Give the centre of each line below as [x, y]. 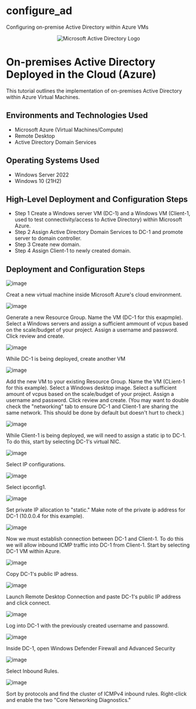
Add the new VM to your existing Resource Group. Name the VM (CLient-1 [96, 382]
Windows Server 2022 [42, 175]
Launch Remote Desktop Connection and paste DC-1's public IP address [94, 597]
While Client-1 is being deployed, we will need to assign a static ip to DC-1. [96, 436]
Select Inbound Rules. [33, 671]
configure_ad [39, 11]
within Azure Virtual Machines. [43, 97]
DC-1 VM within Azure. [33, 551]
